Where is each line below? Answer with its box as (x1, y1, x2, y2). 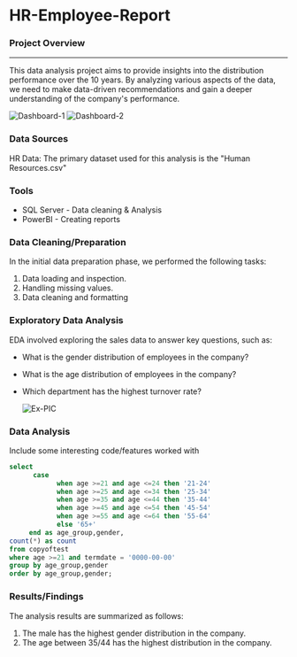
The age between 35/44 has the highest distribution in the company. (21, 637, 272, 647)
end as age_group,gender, (28, 528, 125, 537)
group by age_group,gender (9, 561, 109, 570)
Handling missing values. (21, 282, 114, 293)
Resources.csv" (9, 162, 67, 173)
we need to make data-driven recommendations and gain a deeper (9, 84, 253, 95)
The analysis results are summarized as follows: (9, 610, 184, 621)
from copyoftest (9, 545, 69, 553)
